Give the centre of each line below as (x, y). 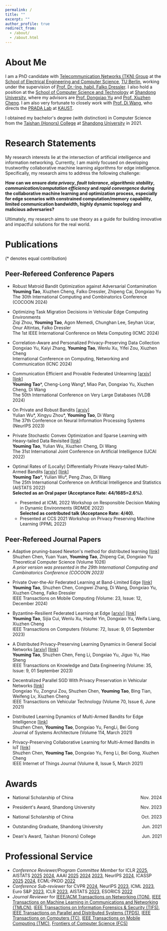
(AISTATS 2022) (29, 487)
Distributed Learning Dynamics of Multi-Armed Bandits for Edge (78, 717)
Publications (32, 244)
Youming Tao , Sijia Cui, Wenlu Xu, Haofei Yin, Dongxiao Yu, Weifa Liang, (86, 619)
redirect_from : (21, 28)
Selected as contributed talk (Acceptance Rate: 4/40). (77, 513)
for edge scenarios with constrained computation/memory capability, (79, 198)
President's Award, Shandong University (54, 807)
